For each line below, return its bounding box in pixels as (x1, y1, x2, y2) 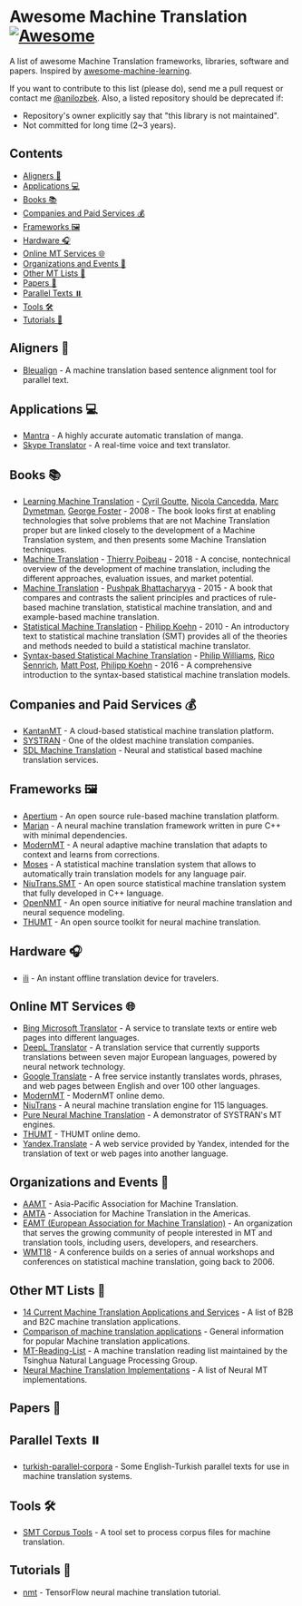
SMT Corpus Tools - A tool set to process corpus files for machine (22, 1527, 271, 1538)
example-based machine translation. (22, 612, 161, 622)
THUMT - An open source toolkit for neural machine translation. (22, 916, 261, 927)
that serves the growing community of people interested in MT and (22, 1228, 273, 1239)
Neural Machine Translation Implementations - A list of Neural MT (22, 1365, 268, 1376)
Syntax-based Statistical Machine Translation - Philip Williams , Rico (22, 651, 275, 661)
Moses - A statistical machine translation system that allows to (22, 858, 257, 869)
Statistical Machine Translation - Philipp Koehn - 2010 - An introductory (22, 622, 290, 632)
